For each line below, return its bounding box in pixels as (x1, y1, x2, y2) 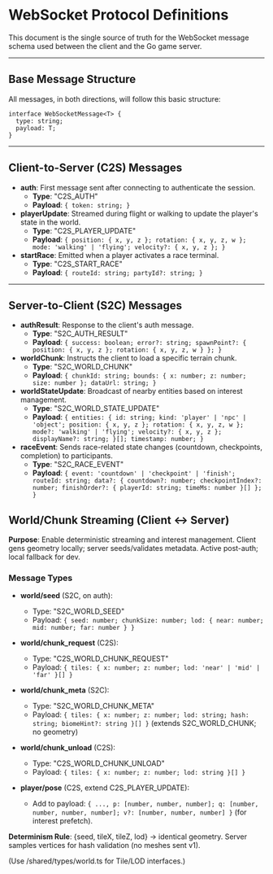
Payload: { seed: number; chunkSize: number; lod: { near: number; (32, 615, 264, 625)
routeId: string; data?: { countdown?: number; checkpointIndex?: (32, 477, 262, 485)
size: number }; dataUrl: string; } (32, 379, 157, 387)
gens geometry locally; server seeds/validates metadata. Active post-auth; (8, 544, 258, 553)
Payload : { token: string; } (32, 199, 131, 209)
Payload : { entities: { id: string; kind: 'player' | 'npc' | (32, 413, 247, 422)
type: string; (15, 116, 63, 125)
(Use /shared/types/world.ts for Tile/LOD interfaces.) (8, 856, 186, 866)
